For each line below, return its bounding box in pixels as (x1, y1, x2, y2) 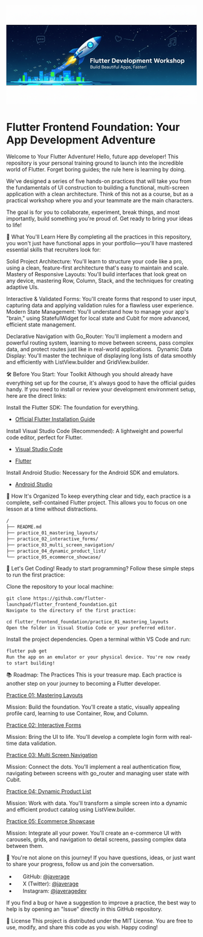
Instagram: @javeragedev (22, 887, 87, 895)
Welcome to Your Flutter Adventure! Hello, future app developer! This (6, 153, 179, 161)
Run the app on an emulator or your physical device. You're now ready (6, 654, 190, 660)
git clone (6, 595, 31, 601)
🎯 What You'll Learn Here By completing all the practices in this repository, (6, 233, 192, 240)
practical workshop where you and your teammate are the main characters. (6, 197, 194, 204)
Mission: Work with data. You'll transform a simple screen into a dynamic (6, 800, 187, 807)
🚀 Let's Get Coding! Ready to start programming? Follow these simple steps (6, 565, 195, 572)
